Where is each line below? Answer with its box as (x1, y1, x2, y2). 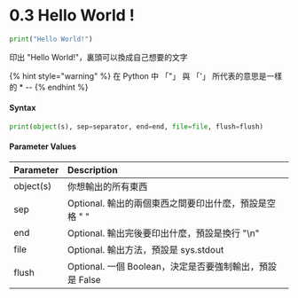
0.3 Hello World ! (9, 5, 136, 26)
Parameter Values (9, 141, 77, 152)
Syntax (9, 103, 36, 114)
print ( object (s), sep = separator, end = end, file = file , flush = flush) (9, 122, 264, 131)
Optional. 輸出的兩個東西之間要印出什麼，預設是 (67, 197, 268, 209)
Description (67, 164, 118, 176)
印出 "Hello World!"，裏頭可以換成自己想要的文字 (9, 51, 188, 62)
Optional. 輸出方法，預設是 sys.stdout (67, 244, 224, 256)
